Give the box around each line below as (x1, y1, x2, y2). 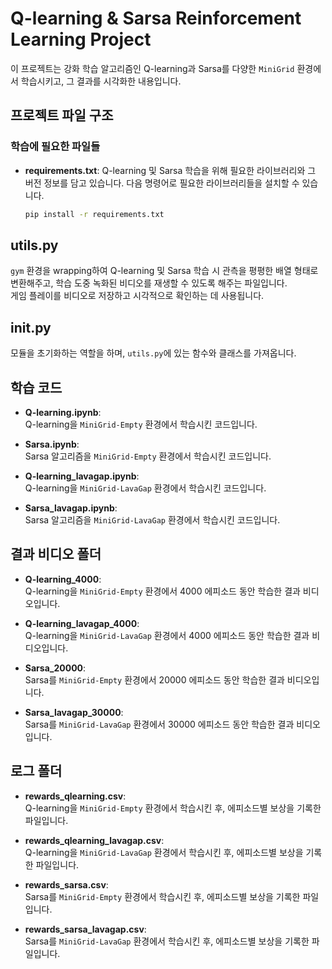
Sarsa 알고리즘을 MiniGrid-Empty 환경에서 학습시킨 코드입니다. (24, 450, 272, 462)
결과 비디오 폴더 (10, 546, 102, 563)
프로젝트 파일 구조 (10, 107, 114, 124)
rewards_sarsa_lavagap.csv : (24, 923, 147, 935)
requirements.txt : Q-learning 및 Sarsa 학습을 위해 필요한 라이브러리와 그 (24, 164, 317, 176)
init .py (10, 319, 52, 336)
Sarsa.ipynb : (24, 438, 80, 450)
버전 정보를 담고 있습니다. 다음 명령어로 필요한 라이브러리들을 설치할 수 (24, 177, 300, 189)
